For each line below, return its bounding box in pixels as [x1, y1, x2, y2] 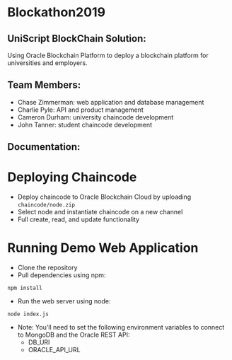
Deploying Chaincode [7, 169, 137, 185]
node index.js [7, 310, 50, 318]
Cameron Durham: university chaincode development [17, 112, 174, 121]
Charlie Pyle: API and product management [17, 105, 144, 114]
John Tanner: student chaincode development [17, 120, 152, 129]
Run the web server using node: [17, 297, 111, 306]
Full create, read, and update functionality [17, 215, 140, 223]
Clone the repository [17, 263, 78, 272]
